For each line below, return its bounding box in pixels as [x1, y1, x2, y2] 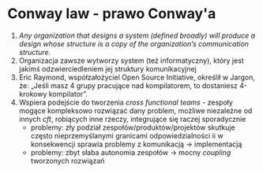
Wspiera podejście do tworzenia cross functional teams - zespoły [18, 98, 234, 107]
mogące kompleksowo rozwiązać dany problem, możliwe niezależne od [18, 105, 253, 115]
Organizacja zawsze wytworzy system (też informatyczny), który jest [18, 56, 244, 65]
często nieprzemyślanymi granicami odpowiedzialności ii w [30, 131, 224, 140]
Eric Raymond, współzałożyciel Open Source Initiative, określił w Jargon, [18, 72, 256, 82]
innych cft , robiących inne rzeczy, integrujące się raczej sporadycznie [18, 114, 246, 123]
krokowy [18, 89, 47, 98]
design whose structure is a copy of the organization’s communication [18, 39, 250, 48]
